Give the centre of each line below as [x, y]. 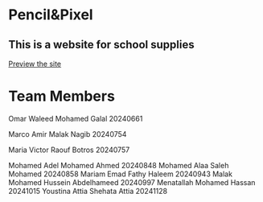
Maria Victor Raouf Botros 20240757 [69, 150]
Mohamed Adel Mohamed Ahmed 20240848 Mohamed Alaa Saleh [119, 165]
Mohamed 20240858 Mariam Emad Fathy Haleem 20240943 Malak [121, 174]
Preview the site [35, 64]
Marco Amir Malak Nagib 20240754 [68, 134]
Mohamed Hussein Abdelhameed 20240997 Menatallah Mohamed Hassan [132, 182]
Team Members [62, 96]
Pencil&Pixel [51, 15]
